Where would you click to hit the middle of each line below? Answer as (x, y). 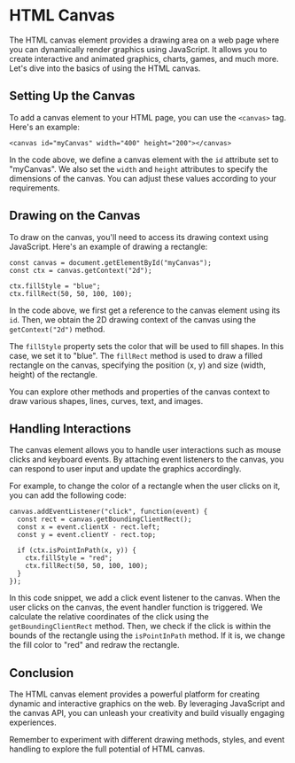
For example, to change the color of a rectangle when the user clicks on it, (145, 486)
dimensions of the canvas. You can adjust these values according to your (143, 178)
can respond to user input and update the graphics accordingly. (125, 469)
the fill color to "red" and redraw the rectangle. (94, 645)
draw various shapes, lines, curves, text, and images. (106, 401)
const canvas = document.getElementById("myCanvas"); (111, 262)
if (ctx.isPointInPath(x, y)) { (77, 550)
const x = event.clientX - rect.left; (89, 527)
